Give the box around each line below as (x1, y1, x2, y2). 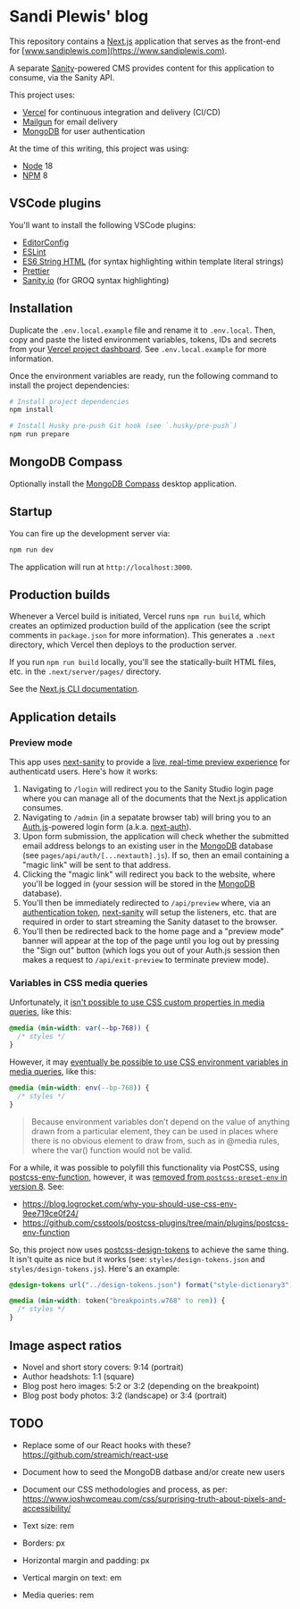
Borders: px (21, 1537, 65, 1548)
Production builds (9, 587, 111, 602)
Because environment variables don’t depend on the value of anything (30, 1116, 290, 1127)
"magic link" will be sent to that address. (21, 860, 171, 871)
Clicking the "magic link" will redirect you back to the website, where (21, 869, 276, 880)
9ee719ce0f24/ (21, 1208, 79, 1218)
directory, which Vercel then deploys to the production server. (9, 639, 237, 650)
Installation (9, 301, 73, 316)
